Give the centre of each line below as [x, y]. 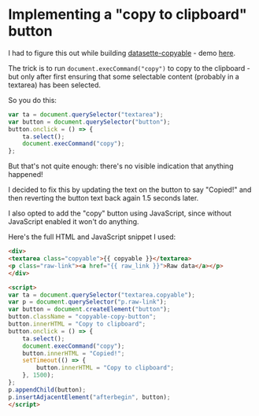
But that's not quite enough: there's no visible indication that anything [121, 166]
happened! [26, 175]
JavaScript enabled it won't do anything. [74, 222]
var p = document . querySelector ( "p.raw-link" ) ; [88, 302]
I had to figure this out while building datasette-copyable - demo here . [122, 53]
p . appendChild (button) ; [47, 390]
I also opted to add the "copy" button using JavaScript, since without [120, 213]
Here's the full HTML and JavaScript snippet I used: [92, 237]
